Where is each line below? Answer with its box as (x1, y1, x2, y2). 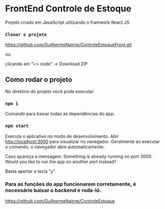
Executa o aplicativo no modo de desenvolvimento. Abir (5, 133, 119, 139)
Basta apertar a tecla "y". (5, 168, 56, 174)
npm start (5, 123, 29, 129)
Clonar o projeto (5, 32, 47, 37)
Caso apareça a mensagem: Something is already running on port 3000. (5, 153, 153, 159)
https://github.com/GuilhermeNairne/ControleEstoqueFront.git (5, 42, 132, 48)
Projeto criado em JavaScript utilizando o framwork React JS (5, 19, 130, 25)
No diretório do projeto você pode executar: (5, 89, 95, 95)
